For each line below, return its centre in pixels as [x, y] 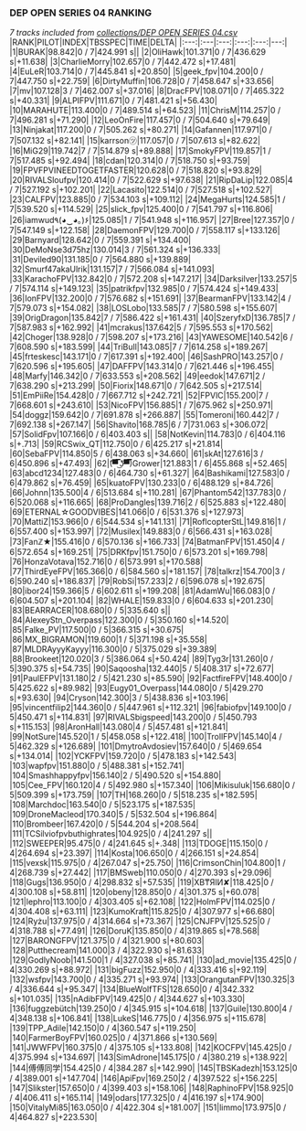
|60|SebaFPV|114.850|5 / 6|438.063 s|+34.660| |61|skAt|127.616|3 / [137, 453]
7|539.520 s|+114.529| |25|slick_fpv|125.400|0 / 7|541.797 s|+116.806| [141, 209]
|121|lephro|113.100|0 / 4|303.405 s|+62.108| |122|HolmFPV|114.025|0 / [142, 902]
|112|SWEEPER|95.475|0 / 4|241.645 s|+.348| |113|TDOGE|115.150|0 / [139, 844]
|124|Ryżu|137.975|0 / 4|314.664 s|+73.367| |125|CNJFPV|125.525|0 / [140, 922]
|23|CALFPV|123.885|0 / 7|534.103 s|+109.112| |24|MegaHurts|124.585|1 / [148, 199]
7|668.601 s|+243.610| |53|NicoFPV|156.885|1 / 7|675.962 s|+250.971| [142, 405]
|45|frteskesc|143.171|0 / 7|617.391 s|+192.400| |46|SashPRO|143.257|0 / [147, 357]
